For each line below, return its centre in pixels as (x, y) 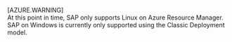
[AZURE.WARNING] (36, 10)
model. (17, 32)
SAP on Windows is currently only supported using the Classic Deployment (116, 25)
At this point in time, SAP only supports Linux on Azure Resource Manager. (115, 17)
